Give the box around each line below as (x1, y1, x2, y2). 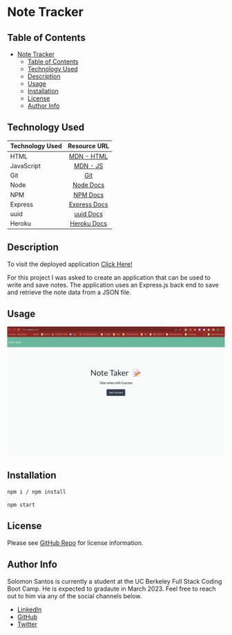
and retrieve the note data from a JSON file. (7, 288, 131, 296)
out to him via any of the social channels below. (7, 591, 142, 600)
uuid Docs (74, 210, 104, 218)
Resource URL (68, 142, 110, 150)
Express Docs (68, 200, 108, 208)
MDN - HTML (68, 152, 108, 160)
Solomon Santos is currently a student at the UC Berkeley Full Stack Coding (7, 577, 222, 585)
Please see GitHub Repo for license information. (7, 538, 144, 547)
